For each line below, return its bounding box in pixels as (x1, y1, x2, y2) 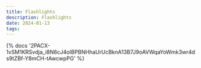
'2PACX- (29, 42, 50, 49)
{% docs (6, 42, 28, 49)
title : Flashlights (6, 8, 55, 15)
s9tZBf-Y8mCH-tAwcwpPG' (6, 55, 76, 62)
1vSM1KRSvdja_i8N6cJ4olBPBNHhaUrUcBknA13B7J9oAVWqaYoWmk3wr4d (6, 49, 196, 56)
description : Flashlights (6, 14, 72, 20)
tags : (6, 25, 20, 32)
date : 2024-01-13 (6, 20, 50, 26)
